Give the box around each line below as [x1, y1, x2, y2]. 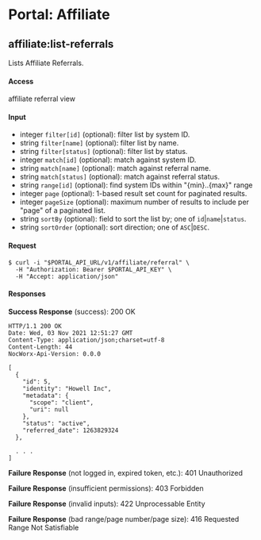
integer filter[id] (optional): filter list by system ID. [19, 129, 190, 140]
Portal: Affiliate [8, 6, 110, 24]
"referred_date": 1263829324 [22, 426, 119, 434]
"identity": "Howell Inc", [22, 384, 112, 392]
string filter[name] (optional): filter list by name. [19, 138, 179, 148]
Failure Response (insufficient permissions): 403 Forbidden [8, 483, 204, 493]
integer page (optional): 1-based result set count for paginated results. [19, 189, 248, 199]
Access [8, 76, 34, 86]
